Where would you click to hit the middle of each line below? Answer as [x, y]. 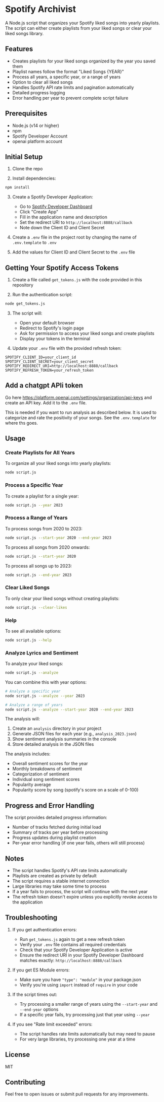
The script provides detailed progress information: [56, 818]
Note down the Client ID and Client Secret [62, 228]
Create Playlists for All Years [40, 453]
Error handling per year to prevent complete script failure [70, 98]
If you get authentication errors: [44, 929]
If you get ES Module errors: [41, 970]
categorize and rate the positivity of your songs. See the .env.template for [81, 417]
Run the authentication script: [42, 295]
